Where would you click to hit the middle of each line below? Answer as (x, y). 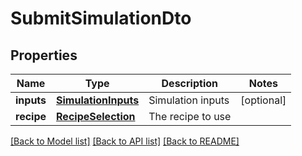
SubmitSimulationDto (101, 18)
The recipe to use (190, 116)
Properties (44, 55)
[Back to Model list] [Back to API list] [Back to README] (125, 141)
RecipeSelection (96, 116)
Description (189, 83)
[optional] (263, 100)
